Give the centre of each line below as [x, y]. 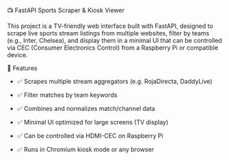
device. [17, 55]
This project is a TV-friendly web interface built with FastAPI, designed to [110, 26]
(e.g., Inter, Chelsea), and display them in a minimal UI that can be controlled [114, 41]
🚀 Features [22, 68]
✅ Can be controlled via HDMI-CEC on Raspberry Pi [90, 136]
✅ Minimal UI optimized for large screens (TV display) [93, 122]
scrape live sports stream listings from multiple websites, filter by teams [108, 33]
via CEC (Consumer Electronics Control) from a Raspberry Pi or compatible [113, 48]
